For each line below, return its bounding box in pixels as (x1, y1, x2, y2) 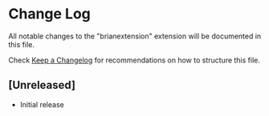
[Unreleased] (8, 78, 76, 92)
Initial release (19, 99, 64, 109)
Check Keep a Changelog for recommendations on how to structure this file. (8, 55, 261, 65)
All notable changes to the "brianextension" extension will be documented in (8, 31, 262, 41)
